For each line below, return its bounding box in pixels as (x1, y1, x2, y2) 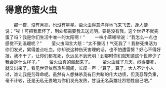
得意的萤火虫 (5, 4, 58, 16)
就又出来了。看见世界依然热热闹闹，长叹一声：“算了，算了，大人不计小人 (5, 65, 155, 71)
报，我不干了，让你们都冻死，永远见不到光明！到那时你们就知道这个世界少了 (5, 52, 161, 58)
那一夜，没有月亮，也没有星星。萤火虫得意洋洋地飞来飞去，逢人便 (13, 22, 148, 28)
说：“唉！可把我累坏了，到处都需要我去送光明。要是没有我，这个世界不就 (5, 28, 155, 34)
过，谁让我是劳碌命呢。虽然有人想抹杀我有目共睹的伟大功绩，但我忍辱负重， (5, 71, 161, 77)
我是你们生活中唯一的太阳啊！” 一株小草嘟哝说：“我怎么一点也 (22, 34, 158, 40)
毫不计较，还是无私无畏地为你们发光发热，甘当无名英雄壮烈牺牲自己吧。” (5, 77, 152, 83)
